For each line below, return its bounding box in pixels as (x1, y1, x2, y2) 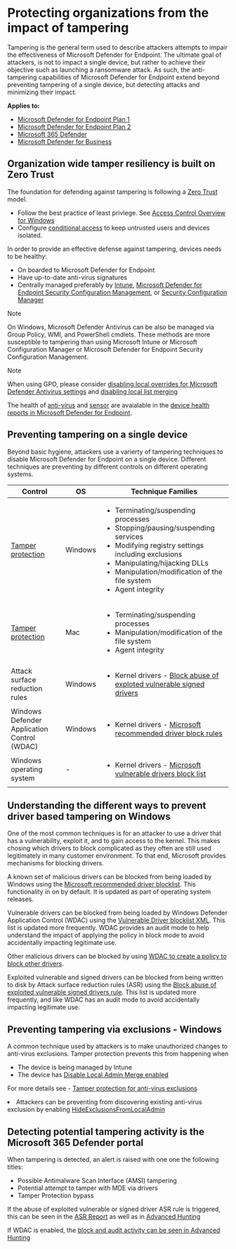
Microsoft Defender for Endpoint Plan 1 (17, 115, 130, 124)
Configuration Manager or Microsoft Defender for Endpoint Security (7, 345, 204, 353)
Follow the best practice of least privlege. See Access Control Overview (17, 209, 226, 217)
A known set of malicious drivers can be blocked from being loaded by (7, 872, 212, 881)
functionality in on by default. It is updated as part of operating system (7, 887, 211, 896)
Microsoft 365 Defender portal (7, 1137, 144, 1149)
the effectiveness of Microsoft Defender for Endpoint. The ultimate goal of (7, 51, 222, 59)
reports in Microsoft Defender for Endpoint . (7, 408, 132, 417)
